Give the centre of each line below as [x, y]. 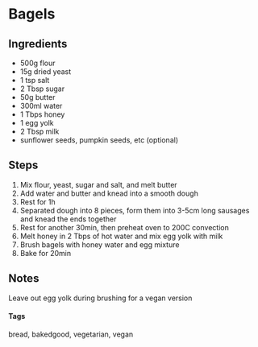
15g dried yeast [46, 72]
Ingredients [38, 44]
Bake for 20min [45, 253]
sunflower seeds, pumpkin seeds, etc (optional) [99, 140]
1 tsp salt [35, 80]
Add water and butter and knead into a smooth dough [109, 193]
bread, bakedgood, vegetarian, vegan [71, 334]
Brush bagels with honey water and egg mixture [100, 244]
